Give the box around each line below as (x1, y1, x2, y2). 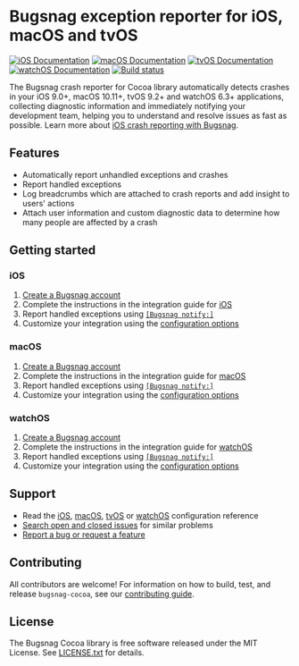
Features (9, 146, 60, 161)
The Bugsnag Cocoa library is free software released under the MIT (9, 637, 258, 649)
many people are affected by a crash (21, 216, 158, 227)
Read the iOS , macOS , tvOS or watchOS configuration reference (21, 510, 259, 520)
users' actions (21, 198, 75, 208)
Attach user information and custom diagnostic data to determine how (21, 207, 280, 218)
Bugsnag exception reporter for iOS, (9, 6, 283, 27)
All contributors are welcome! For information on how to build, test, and (9, 578, 271, 589)
